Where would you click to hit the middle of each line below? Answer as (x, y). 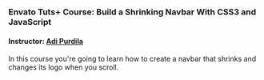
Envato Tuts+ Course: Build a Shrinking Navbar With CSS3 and (132, 12)
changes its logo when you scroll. (64, 67)
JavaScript (30, 22)
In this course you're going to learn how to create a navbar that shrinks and (132, 59)
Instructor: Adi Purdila (46, 41)
